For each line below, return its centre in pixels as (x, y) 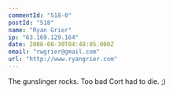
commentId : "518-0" (40, 15)
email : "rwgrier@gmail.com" (54, 52)
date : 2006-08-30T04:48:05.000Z (61, 45)
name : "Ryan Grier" (40, 30)
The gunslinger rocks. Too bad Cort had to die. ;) (87, 81)
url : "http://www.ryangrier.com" (63, 60)
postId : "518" (31, 23)
